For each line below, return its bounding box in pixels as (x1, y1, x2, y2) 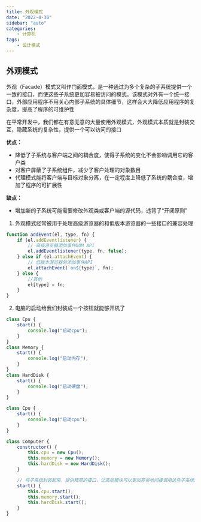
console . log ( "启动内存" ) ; (28, 355, 89, 362)
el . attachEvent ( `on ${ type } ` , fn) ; (28, 265, 114, 271)
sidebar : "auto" (6, 20, 47, 26)
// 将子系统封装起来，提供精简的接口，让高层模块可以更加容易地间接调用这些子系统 (17, 477, 194, 483)
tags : (6, 37, 20, 43)
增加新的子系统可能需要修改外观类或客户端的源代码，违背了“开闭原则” (14, 206, 188, 214)
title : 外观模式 (6, 8, 43, 15)
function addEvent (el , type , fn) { (6, 232, 95, 238)
